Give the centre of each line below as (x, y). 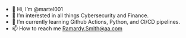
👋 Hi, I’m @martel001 (37, 9)
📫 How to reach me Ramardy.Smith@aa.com (67, 28)
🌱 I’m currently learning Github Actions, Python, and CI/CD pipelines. (96, 22)
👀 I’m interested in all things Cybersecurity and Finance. (80, 15)
